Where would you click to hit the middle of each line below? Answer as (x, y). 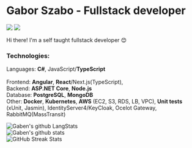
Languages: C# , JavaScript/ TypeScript (56, 69)
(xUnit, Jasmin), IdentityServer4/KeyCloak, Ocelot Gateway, (82, 108)
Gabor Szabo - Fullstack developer (96, 11)
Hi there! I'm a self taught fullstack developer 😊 (67, 40)
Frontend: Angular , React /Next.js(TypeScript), (65, 82)
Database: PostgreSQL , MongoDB (50, 95)
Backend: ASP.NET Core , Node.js (49, 88)
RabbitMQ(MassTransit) (36, 115)
